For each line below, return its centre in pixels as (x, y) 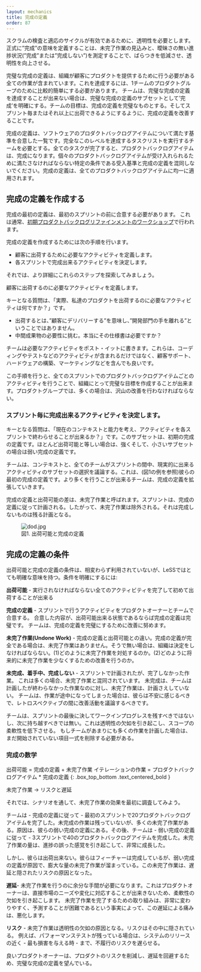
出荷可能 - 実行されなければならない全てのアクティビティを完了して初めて (98, 590)
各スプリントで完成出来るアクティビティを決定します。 (83, 262)
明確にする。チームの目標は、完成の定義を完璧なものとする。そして (101, 106)
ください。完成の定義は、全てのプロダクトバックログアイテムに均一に (103, 170)
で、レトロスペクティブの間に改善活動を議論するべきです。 (79, 703)
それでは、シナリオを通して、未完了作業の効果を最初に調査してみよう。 (95, 802)
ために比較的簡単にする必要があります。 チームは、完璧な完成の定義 (106, 91)
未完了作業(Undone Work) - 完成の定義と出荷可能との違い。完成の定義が (96, 638)
